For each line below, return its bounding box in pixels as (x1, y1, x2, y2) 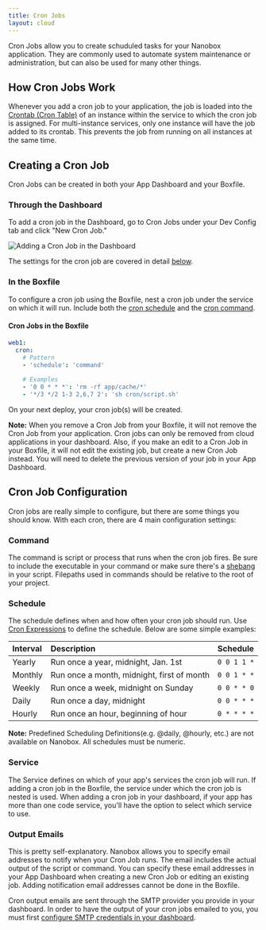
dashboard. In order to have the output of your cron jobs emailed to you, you (8, 904, 259, 913)
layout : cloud (8, 19, 56, 27)
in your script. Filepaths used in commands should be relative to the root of (8, 569, 254, 580)
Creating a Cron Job (8, 158, 110, 172)
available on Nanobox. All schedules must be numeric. (8, 737, 186, 747)
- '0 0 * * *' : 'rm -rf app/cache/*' (22, 383, 148, 392)
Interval (12, 643, 42, 654)
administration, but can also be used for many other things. (8, 57, 202, 68)
